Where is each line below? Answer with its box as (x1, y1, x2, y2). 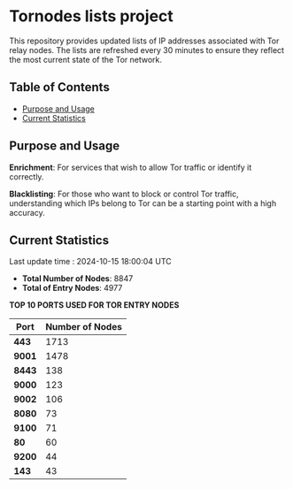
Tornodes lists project (9, 6, 174, 27)
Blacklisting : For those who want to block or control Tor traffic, (9, 188, 239, 199)
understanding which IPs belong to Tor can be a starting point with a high (9, 197, 277, 209)
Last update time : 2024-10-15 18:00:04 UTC (9, 256, 173, 267)
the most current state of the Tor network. (9, 54, 162, 65)
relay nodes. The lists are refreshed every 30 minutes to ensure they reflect (9, 44, 285, 55)
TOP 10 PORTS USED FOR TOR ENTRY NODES (9, 300, 180, 310)
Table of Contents (9, 80, 111, 95)
